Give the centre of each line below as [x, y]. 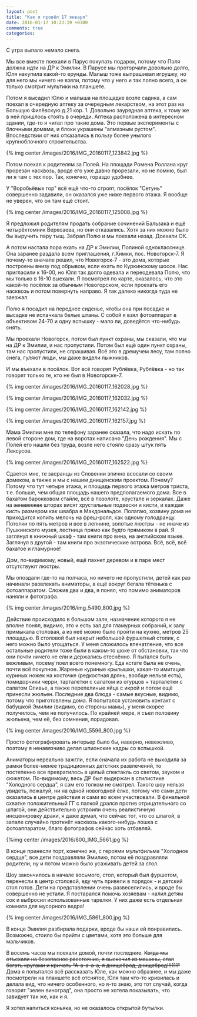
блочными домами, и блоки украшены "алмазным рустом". [81, 129]
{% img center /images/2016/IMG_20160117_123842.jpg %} [77, 153]
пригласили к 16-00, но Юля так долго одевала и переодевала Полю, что [98, 272]
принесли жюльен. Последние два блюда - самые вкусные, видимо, [93, 694]
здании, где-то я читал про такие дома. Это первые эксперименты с [93, 123]
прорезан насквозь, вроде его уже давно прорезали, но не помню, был [96, 170]
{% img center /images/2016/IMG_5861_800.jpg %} [68, 918]
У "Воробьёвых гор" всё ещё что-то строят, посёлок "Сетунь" [84, 188]
